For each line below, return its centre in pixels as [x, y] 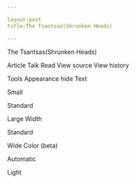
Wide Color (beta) [32, 145]
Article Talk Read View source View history [68, 65]
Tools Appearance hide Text [47, 78]
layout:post [24, 19]
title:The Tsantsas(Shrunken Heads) [60, 26]
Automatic [22, 159]
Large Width [25, 119]
